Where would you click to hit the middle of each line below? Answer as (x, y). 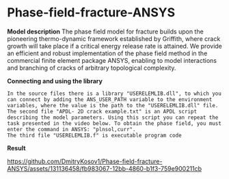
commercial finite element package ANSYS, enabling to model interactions (112, 60)
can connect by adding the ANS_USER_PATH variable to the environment (110, 99)
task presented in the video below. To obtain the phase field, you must (114, 123)
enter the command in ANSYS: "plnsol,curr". (71, 129)
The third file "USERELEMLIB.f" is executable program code (95, 135)
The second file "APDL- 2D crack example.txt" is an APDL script (102, 111)
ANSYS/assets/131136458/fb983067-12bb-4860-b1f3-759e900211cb (105, 168)
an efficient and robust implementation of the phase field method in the (107, 53)
